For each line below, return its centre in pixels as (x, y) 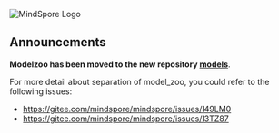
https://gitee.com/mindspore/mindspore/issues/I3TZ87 (125, 119)
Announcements (58, 42)
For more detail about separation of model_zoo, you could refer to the (139, 81)
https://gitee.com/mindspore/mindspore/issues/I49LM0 (127, 109)
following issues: (41, 91)
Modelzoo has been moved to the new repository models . (120, 64)
